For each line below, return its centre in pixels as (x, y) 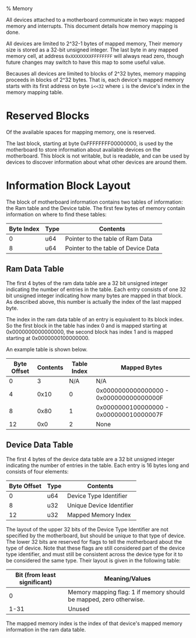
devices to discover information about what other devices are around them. (97, 162)
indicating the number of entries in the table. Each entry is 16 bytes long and (98, 465)
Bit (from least (36, 575)
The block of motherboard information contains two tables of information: (94, 202)
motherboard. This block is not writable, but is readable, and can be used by (98, 156)
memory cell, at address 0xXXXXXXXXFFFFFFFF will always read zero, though (95, 56)
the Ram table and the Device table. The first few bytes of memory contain (96, 208)
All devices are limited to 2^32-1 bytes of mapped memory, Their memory (94, 44)
